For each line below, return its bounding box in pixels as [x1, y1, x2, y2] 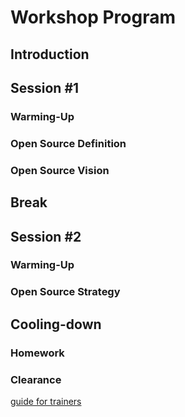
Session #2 [10, 228, 82, 245]
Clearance [10, 372, 62, 386]
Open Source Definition [10, 136, 127, 150]
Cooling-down [10, 316, 102, 333]
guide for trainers [10, 395, 82, 407]
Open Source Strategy [10, 285, 121, 299]
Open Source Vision [10, 163, 110, 177]
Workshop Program [10, 6, 177, 29]
